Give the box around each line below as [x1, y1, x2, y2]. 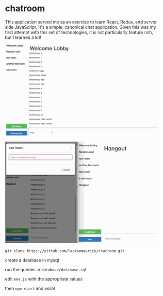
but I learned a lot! [5, 35, 42, 40]
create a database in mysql [5, 257, 59, 263]
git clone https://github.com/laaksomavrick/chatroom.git [5, 248, 125, 253]
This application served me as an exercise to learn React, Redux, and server [5, 19, 157, 25]
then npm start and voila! [5, 285, 55, 291]
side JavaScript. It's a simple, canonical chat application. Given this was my [5, 24, 156, 30]
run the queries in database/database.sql [5, 266, 87, 272]
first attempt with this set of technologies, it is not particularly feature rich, [5, 29, 153, 35]
